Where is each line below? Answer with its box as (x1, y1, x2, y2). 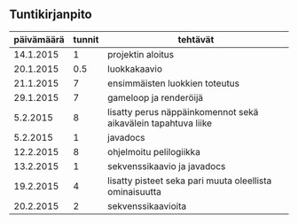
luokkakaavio (107, 62, 162, 74)
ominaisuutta (107, 185, 161, 197)
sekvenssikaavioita (107, 199, 187, 212)
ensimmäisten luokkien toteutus (107, 77, 240, 89)
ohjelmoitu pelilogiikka (107, 145, 201, 158)
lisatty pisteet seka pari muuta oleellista (107, 174, 272, 187)
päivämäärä (13, 33, 65, 45)
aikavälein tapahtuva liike (107, 117, 213, 129)
